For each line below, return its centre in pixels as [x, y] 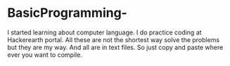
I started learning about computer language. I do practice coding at [104, 32]
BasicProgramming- [68, 13]
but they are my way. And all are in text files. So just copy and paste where [115, 47]
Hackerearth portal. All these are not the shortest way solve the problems [114, 39]
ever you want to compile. [45, 55]
